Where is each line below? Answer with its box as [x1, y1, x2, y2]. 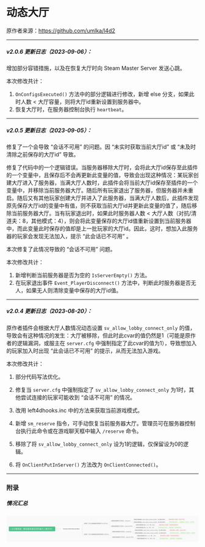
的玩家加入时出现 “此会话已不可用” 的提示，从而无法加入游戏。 [6, 347, 164, 354]
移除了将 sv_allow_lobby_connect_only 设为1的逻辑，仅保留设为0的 [15, 440, 184, 447]
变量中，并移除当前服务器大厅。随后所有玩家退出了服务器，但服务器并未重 [6, 186, 193, 194]
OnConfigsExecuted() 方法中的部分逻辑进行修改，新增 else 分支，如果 [15, 90, 189, 98]
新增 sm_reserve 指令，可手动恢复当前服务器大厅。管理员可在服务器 [15, 419, 185, 427]
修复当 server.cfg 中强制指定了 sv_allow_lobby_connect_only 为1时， [15, 386, 189, 393]
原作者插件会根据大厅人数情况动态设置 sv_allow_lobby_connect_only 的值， [6, 324, 196, 331]
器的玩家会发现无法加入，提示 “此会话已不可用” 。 [6, 232, 132, 240]
